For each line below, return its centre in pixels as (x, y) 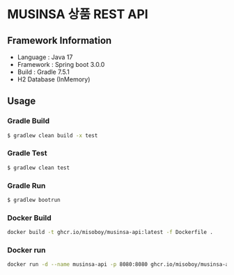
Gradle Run (26, 185)
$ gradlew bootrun (34, 200)
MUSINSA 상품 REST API (78, 14)
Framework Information (60, 40)
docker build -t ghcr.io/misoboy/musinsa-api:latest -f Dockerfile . (110, 233)
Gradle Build (29, 121)
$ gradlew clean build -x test (53, 135)
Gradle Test (27, 153)
